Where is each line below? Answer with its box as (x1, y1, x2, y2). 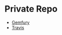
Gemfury (11, 19, 30, 25)
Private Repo (4, 3, 58, 15)
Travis (11, 24, 24, 30)
